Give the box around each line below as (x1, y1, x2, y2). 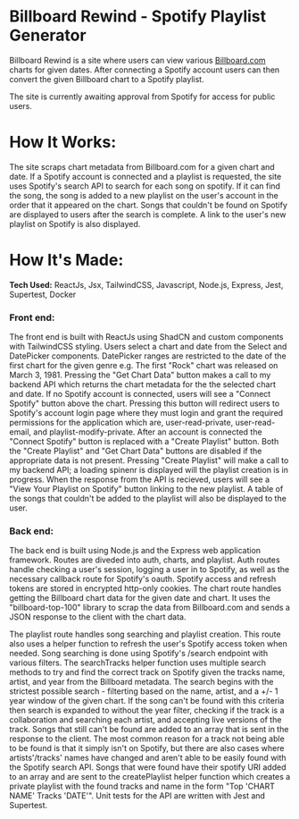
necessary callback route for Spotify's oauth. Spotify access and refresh (9, 574, 277, 585)
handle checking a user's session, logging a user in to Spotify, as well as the (9, 564, 290, 575)
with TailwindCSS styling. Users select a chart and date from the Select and (9, 342, 287, 352)
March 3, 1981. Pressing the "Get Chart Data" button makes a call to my (9, 369, 271, 381)
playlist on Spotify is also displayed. (9, 218, 141, 229)
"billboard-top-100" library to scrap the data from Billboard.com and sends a (9, 602, 290, 613)
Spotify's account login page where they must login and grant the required (9, 408, 284, 418)
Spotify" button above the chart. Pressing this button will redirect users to (9, 398, 280, 409)
